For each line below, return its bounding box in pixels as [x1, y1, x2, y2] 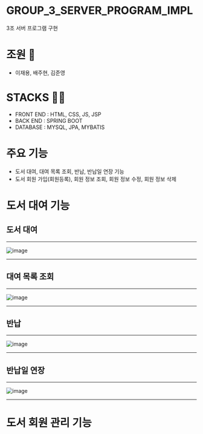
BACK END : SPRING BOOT [14, 117, 83, 124]
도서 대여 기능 [6, 199, 70, 212]
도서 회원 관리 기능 [6, 416, 92, 430]
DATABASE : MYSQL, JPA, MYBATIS [14, 123, 105, 131]
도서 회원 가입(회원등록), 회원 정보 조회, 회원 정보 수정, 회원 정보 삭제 [14, 175, 177, 182]
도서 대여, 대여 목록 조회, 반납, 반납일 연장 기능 [14, 168, 125, 175]
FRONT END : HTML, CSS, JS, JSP [14, 110, 101, 118]
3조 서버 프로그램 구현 [6, 24, 59, 31]
